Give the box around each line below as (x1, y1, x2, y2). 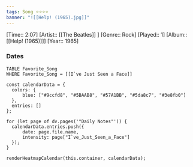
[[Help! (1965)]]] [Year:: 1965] (6, 37, 79, 44)
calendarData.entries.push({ (11, 124, 85, 130)
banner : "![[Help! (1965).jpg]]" (6, 14, 90, 20)
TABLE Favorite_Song (6, 65, 58, 72)
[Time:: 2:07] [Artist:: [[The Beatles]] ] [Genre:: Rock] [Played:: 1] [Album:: (6, 31, 188, 38)
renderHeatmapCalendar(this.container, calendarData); (6, 155, 146, 161)
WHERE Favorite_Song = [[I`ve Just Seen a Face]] (6, 71, 133, 77)
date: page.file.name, (22, 129, 79, 135)
